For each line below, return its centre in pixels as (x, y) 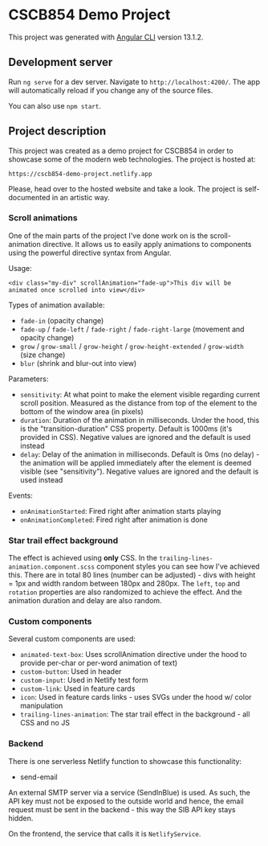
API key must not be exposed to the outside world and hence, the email (126, 801)
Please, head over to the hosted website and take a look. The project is (126, 189)
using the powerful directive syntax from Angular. (90, 253)
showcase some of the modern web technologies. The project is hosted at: (132, 159)
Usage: (20, 268)
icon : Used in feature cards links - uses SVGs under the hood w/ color (136, 697)
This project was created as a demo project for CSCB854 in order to (121, 150)
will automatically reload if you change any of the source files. (111, 90)
